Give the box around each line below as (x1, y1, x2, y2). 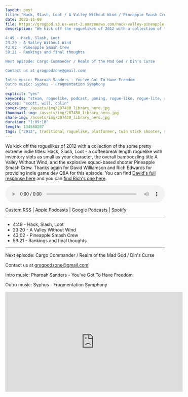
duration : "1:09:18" (5, 120, 49, 125)
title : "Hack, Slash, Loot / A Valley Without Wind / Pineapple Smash (5, 12, 158, 17)
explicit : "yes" (5, 91, 40, 96)
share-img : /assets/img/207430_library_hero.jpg (5, 115, 110, 120)
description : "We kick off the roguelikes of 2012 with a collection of (5, 26, 162, 31)
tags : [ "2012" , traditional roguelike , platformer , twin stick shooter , (5, 129, 162, 135)
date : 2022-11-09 (5, 17, 42, 22)
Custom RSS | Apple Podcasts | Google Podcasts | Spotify (5, 207, 127, 213)
